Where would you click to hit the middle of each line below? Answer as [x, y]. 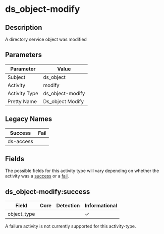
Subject [17, 77]
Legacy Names [29, 119]
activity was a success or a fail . [37, 176]
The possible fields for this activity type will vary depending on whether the [82, 171]
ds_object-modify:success [48, 192]
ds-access [21, 141]
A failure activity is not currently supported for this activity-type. [71, 226]
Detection [68, 206]
